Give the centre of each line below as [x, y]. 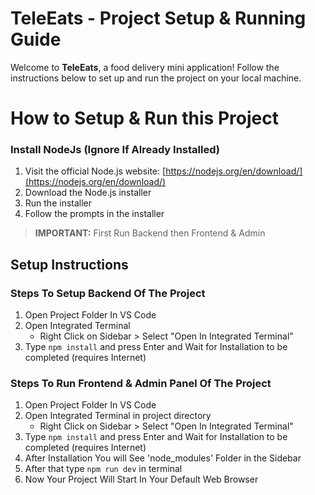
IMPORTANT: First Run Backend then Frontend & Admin [150, 233]
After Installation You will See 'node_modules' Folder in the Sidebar [163, 458]
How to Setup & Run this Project [144, 118]
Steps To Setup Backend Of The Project [108, 293]
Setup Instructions [69, 264]
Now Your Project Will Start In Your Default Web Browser [141, 479]
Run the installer [58, 203]
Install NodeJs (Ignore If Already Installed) [115, 150]
